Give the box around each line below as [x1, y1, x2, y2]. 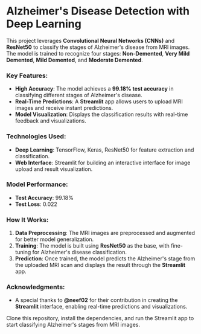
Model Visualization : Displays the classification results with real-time [14, 111, 188, 118]
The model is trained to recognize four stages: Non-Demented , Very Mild [6, 50, 190, 57]
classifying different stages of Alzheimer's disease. [14, 92, 143, 99]
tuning [14, 249, 31, 256]
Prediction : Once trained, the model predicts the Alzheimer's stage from [14, 255, 196, 262]
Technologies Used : [6, 132, 66, 141]
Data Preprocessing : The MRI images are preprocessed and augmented [14, 230, 195, 237]
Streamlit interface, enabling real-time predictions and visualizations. [14, 303, 188, 310]
